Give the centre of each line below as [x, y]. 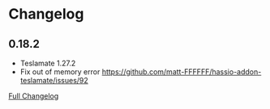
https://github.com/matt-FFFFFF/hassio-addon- [182, 72]
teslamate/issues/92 [54, 80]
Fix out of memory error [60, 72]
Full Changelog [34, 96]
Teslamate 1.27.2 [48, 63]
